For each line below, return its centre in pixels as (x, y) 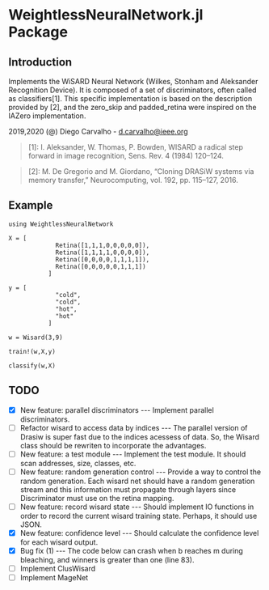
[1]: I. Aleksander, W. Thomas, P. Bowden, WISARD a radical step (136, 147)
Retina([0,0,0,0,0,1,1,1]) (101, 266)
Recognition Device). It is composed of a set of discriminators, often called (132, 90)
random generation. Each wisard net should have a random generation (137, 481)
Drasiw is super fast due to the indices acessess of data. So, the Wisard (140, 437)
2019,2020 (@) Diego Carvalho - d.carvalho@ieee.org (98, 132)
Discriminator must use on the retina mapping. (97, 498)
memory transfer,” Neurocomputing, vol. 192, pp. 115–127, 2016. (133, 180)
